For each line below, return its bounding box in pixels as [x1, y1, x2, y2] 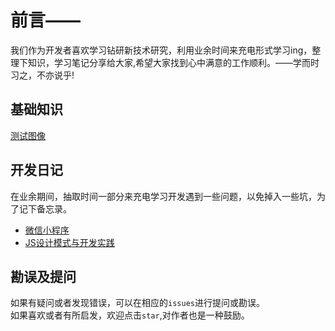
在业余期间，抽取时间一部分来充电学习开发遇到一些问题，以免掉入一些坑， [10, 190, 317, 202]
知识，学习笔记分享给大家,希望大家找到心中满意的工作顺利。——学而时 [27, 56, 320, 68]
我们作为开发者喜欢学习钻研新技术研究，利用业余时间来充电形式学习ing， [10, 44, 313, 56]
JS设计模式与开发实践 [24, 236, 115, 248]
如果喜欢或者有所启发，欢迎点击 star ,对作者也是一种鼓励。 [10, 309, 250, 321]
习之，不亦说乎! [10, 69, 75, 81]
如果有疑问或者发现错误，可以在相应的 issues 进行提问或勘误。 [10, 297, 265, 309]
